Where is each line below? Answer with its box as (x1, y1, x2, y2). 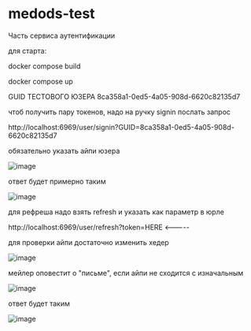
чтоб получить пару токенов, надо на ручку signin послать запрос (8, 107, 231, 117)
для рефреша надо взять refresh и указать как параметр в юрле (8, 206, 224, 217)
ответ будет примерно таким (8, 177, 106, 186)
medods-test (8, 5, 96, 23)
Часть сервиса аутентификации (8, 31, 116, 40)
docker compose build (8, 61, 81, 71)
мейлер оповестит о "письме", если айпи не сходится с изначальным (8, 268, 244, 277)
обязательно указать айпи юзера (8, 146, 120, 155)
